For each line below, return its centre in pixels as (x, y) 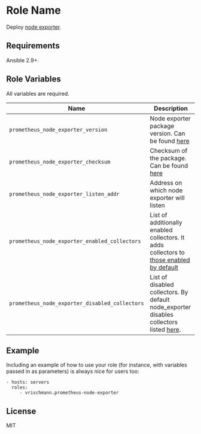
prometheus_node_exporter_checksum (60, 162)
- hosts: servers (28, 383)
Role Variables (33, 79)
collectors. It (167, 237)
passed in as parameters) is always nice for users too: (73, 371)
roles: (20, 388)
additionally (166, 222)
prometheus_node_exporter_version (58, 130)
